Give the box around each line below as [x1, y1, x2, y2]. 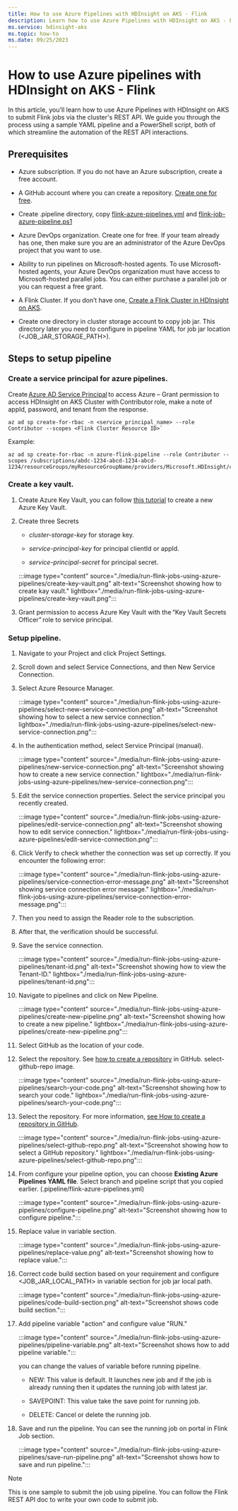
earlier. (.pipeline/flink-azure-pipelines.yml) [18, 1185, 145, 1194]
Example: [8, 437, 35, 445]
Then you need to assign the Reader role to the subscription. [18, 914, 195, 923]
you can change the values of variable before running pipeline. [18, 1362, 201, 1370]
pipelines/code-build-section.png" [18, 1298, 119, 1307]
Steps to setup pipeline [8, 353, 112, 365]
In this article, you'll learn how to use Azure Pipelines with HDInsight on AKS [8, 105, 230, 114]
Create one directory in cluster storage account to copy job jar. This [18, 317, 215, 325]
